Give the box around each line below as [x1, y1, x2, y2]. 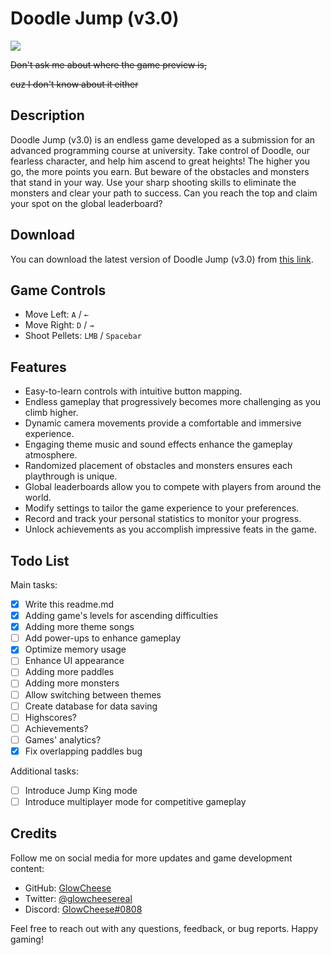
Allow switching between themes [24, 688, 162, 701]
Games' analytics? [24, 733, 102, 746]
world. [24, 492, 52, 504]
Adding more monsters [24, 677, 120, 689]
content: [10, 862, 45, 874]
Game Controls [10, 282, 107, 299]
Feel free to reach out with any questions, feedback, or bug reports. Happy [10, 922, 319, 934]
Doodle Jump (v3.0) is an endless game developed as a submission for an [10, 133, 316, 146]
